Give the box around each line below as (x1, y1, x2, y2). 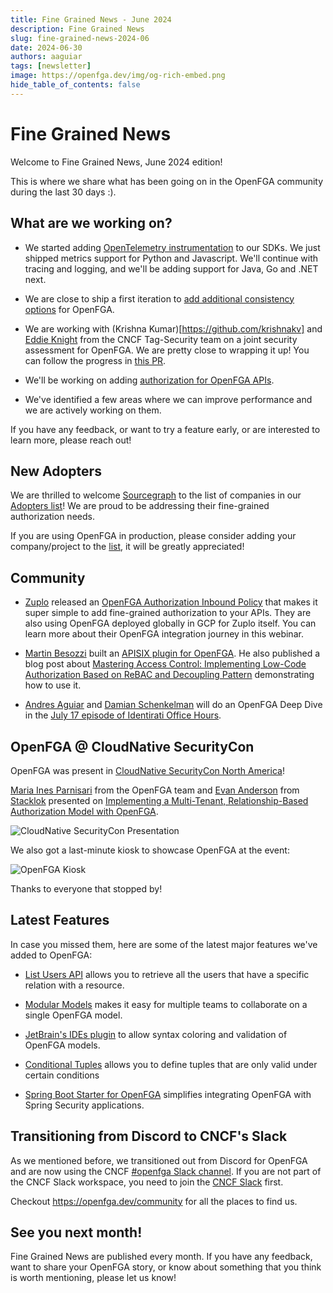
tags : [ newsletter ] (10, 61, 92, 71)
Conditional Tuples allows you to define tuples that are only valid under (24, 1058, 318, 1070)
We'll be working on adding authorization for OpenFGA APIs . (24, 374, 275, 386)
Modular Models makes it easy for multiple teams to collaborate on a (24, 998, 308, 1010)
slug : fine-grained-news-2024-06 (10, 33, 150, 43)
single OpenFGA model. (24, 1009, 123, 1021)
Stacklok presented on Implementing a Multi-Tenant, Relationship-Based (10, 794, 309, 806)
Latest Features (10, 912, 110, 929)
